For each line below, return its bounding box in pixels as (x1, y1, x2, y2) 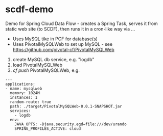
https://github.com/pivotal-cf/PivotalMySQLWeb (12, 46, 115, 52)
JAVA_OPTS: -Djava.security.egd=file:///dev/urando (14, 121, 127, 127)
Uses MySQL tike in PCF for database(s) (12, 36, 98, 42)
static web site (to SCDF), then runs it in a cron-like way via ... (5, 25, 135, 32)
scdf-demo (5, 4, 54, 15)
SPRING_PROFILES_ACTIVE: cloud (14, 126, 81, 131)
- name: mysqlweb (5, 86, 42, 91)
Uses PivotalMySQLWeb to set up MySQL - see (12, 41, 113, 47)
